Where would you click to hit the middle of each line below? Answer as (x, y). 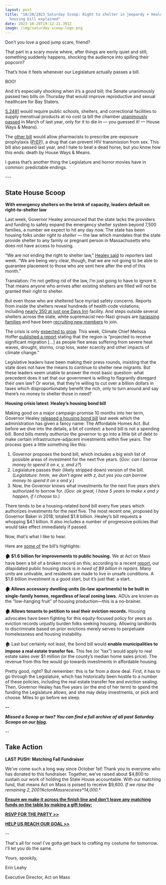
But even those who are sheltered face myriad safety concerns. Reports (78, 301)
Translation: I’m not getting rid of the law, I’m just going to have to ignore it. (81, 280)
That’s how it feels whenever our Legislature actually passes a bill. (72, 72)
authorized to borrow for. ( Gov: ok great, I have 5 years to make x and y (85, 491)
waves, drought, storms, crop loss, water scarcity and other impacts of (77, 347)
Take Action (24, 747)
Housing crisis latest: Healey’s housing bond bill (56, 403)
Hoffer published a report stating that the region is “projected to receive (78, 336)
